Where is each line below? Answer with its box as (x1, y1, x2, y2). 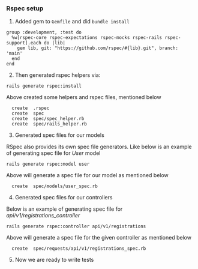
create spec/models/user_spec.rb (11, 183, 98, 190)
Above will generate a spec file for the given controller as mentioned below (6, 234, 192, 241)
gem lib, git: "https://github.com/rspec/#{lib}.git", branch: (17, 45, 179, 52)
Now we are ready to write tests (14, 256, 94, 264)
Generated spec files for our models (14, 131, 105, 139)
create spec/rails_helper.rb (11, 121, 87, 127)
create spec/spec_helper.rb (11, 116, 85, 122)
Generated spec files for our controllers (14, 194, 113, 201)
